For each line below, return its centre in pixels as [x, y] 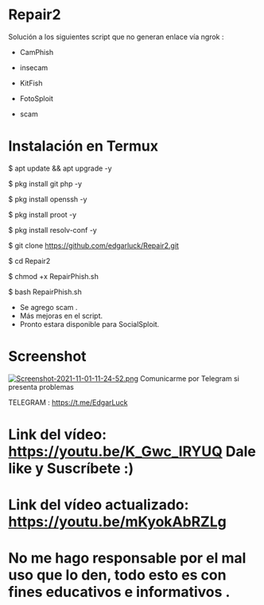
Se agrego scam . [49, 307]
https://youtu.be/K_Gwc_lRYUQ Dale [132, 451]
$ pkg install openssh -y [48, 199]
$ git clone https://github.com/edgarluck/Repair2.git [93, 246]
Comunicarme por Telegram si [190, 378]
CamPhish [37, 52]
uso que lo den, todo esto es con [117, 575]
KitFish [31, 83]
